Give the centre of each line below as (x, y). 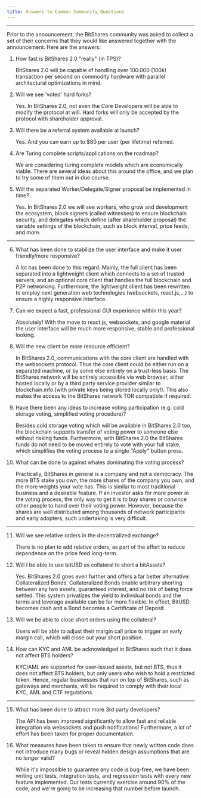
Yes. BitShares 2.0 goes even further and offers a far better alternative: (103, 576)
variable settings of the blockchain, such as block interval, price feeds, (102, 226)
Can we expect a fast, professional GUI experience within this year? (98, 310)
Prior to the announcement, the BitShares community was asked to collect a (100, 34)
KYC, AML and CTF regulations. (55, 692)
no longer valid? (35, 757)
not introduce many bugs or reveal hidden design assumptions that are (102, 751)
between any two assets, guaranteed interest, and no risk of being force (104, 589)
